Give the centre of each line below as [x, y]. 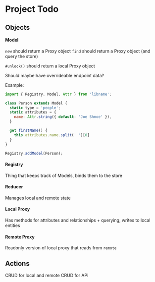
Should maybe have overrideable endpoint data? [55, 75]
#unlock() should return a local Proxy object [50, 66]
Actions [17, 263]
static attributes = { [33, 113]
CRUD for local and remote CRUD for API [47, 276]
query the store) [22, 56]
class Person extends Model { [36, 103]
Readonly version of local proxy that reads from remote [61, 248]
